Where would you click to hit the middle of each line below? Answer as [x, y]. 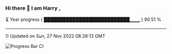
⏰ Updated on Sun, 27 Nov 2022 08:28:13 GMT [55, 36]
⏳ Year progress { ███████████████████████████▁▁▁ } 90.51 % [83, 19]
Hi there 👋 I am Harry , [33, 8]
